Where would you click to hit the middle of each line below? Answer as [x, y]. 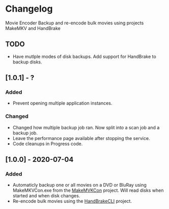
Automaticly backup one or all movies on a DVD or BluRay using [79, 185]
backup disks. [27, 62]
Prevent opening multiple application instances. [62, 103]
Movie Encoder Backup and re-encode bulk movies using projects [75, 23]
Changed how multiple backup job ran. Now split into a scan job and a [86, 127]
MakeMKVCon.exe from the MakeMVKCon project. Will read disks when [88, 190]
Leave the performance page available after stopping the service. [81, 138]
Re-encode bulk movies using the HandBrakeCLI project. [72, 201]
